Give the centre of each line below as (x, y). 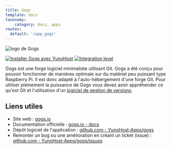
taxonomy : (16, 20)
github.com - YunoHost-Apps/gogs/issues (58, 141)
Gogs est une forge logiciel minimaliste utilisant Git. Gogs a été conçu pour (84, 68)
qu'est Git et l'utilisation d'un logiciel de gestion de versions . (69, 90)
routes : (14, 29)
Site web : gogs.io (32, 119)
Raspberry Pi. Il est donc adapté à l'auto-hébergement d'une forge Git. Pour (85, 79)
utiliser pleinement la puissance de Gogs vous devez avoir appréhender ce (84, 85)
